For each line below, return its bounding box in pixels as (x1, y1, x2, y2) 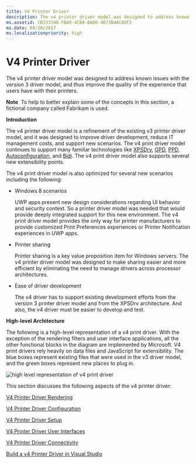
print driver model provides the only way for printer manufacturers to (14, 217, 181, 224)
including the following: (6, 176, 63, 183)
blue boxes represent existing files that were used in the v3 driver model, (6, 354, 182, 361)
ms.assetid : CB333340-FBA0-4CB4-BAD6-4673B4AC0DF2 (6, 19, 132, 25)
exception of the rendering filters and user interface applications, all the (6, 335, 179, 342)
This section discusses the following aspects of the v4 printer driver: (6, 382, 171, 389)
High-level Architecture (6, 317, 65, 324)
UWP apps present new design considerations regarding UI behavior (14, 199, 180, 206)
